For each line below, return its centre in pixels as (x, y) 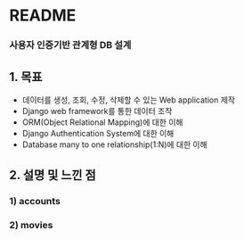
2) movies (31, 226)
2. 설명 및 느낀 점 (53, 175)
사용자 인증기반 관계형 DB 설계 (70, 45)
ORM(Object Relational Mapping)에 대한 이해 (102, 122)
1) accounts (35, 202)
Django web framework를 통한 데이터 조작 (97, 111)
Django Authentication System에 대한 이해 (98, 133)
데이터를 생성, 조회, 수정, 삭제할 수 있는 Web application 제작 (129, 100)
